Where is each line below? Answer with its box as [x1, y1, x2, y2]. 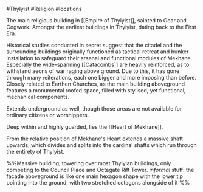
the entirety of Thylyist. [6, 148, 65, 155]
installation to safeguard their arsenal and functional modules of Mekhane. [6, 55, 193, 61]
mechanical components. [6, 94, 70, 100]
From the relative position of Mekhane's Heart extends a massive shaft [6, 135, 184, 142]
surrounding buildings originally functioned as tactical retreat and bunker [6, 48, 189, 55]
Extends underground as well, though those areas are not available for [6, 105, 182, 112]
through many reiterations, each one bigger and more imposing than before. [6, 74, 197, 81]
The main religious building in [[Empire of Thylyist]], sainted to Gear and [6, 17, 187, 24]
